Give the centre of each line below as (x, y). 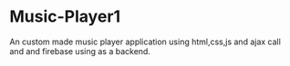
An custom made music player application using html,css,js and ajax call (145, 42)
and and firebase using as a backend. (80, 51)
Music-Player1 (65, 17)
